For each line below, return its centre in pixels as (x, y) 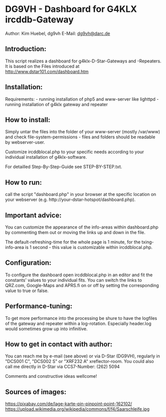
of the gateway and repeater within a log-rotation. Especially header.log (78, 323)
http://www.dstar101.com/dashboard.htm (47, 71)
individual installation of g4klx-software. (46, 157)
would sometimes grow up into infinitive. (46, 329)
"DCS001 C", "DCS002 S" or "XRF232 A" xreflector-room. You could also (80, 361)
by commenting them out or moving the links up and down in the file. (75, 232)
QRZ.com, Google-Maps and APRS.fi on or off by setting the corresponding (82, 285)
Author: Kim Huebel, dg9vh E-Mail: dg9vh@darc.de (58, 33)
